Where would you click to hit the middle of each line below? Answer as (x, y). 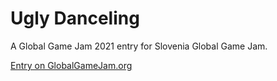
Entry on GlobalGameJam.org (71, 65)
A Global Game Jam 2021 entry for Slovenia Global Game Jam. (139, 46)
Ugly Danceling (75, 18)
